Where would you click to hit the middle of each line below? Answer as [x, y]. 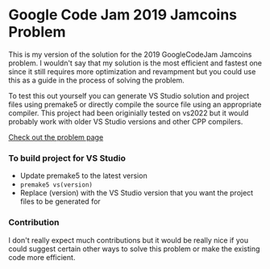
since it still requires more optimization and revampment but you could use [132, 71]
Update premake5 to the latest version [83, 176]
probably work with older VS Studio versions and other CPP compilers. [126, 121]
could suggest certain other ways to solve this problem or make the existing [134, 249]
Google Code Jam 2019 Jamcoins [123, 15]
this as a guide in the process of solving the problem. [97, 80]
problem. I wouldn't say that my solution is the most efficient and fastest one [135, 63]
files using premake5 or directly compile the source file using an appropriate [135, 104]
